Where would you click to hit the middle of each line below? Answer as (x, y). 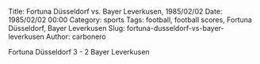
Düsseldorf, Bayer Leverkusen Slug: (67, 28)
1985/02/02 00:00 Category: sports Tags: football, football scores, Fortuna (130, 20)
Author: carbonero (76, 36)
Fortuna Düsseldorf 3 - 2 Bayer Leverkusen (79, 52)
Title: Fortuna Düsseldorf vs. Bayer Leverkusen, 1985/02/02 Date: (115, 11)
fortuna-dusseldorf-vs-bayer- (175, 28)
